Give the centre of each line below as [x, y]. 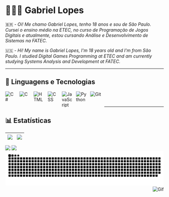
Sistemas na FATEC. [26, 40]
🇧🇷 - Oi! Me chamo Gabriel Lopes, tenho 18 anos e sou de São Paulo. [78, 24]
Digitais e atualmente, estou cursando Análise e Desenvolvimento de [77, 35]
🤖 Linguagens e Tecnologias [50, 82]
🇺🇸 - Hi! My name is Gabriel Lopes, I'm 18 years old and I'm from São [78, 50]
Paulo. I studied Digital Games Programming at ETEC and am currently [79, 56]
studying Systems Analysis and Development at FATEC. [63, 61]
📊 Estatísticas [28, 121]
